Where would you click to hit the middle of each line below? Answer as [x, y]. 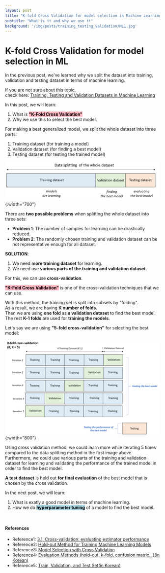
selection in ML [37, 61]
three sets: [16, 219]
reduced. [21, 234]
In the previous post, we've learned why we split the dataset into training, [79, 75]
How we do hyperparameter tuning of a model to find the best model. [83, 507]
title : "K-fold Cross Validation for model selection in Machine [73, 16]
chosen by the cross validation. [37, 483]
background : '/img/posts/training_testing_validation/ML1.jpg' [71, 26]
